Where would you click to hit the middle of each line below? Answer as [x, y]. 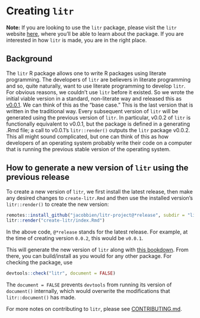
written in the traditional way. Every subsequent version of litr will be [92, 111]
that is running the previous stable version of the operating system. [88, 149]
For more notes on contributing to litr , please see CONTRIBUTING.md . [94, 309]
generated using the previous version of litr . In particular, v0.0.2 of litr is [99, 117]
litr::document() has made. [41, 297]
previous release [38, 177]
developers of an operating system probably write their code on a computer [99, 143]
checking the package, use [39, 263]
